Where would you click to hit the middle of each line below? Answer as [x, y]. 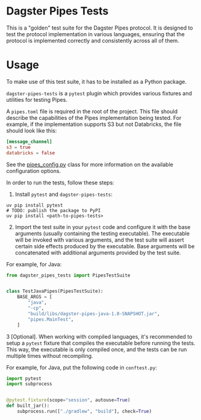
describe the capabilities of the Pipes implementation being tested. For [94, 118]
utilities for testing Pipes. [37, 99]
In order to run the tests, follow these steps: [60, 183]
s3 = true [19, 147]
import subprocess [29, 384]
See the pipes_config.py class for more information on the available [90, 165]
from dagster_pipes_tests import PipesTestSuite [68, 275]
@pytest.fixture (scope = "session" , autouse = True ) [68, 400]
